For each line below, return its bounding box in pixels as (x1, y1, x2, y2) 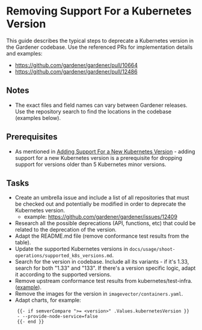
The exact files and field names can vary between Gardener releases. (14, 101, 188, 109)
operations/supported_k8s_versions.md (14, 253, 112, 259)
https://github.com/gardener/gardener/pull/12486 (14, 68, 138, 75)
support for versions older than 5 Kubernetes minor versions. (14, 160, 167, 168)
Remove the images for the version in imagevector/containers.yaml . (14, 290, 183, 297)
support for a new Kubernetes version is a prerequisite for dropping (14, 154, 182, 161)
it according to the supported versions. (14, 271, 112, 278)
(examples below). (14, 114, 61, 121)
